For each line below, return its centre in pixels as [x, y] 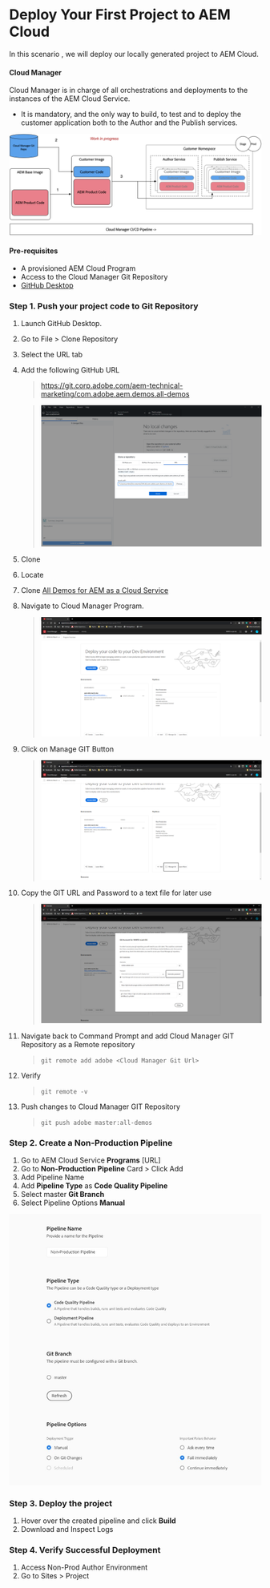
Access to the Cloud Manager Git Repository [94, 277]
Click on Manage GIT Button [67, 749]
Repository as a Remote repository [78, 1044]
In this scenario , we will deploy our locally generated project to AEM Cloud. [134, 54]
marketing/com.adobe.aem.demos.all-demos [115, 394]
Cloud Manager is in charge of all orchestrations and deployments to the [129, 91]
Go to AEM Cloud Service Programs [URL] [91, 1160]
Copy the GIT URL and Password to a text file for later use [116, 893]
